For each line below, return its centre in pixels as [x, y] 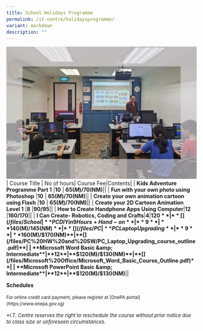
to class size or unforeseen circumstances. [56, 322]
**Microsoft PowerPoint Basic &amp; [64, 267]
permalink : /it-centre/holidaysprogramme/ [60, 19]
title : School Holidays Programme [50, 13]
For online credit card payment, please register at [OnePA [66, 297]
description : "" [27, 32]
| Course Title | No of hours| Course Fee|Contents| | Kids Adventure [92, 183]
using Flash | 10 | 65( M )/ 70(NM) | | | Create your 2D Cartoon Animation [95, 202]
